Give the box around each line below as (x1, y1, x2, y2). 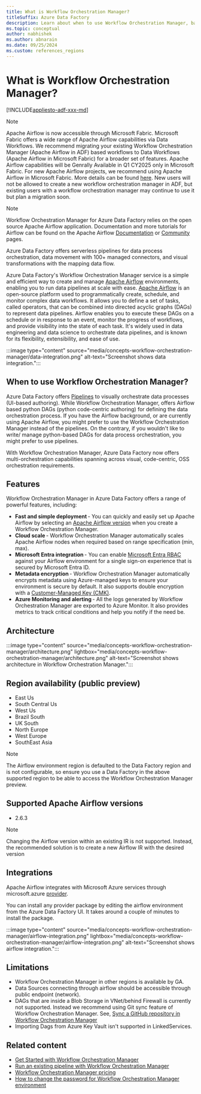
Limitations (6, 962, 49, 972)
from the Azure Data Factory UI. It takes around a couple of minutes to (6, 908, 179, 915)
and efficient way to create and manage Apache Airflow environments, (6, 278, 181, 285)
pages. (6, 235, 23, 243)
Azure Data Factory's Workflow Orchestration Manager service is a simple (6, 271, 190, 279)
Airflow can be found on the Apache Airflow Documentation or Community (6, 229, 190, 236)
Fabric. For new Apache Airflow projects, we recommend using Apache (6, 167, 182, 174)
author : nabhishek (6, 31, 52, 37)
